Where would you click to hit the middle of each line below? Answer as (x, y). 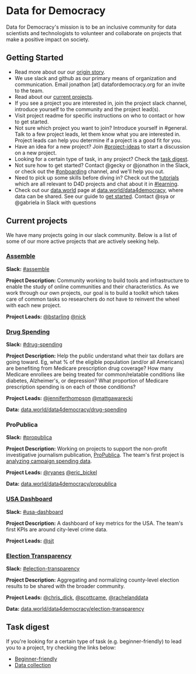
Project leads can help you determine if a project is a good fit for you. (98, 140)
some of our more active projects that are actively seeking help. (83, 241)
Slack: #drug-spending (34, 345)
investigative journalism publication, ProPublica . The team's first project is (95, 455)
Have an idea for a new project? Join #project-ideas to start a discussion (102, 146)
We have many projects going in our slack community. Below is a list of (92, 235)
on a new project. (35, 153)
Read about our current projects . (54, 97)
